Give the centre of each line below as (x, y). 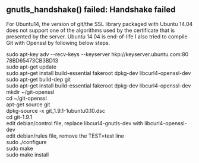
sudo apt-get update (31, 67)
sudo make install (28, 154)
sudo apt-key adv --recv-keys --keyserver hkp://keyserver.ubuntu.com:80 (97, 54)
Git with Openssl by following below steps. (58, 43)
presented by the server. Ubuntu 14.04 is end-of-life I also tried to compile (97, 36)
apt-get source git (28, 104)
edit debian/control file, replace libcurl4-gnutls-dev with (75, 123)
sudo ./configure (26, 142)
